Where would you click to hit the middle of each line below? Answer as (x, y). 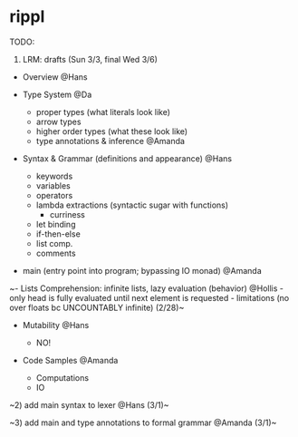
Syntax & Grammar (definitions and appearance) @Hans (127, 158)
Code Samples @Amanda (70, 360)
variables (53, 185)
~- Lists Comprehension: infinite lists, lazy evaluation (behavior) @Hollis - (146, 288)
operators (54, 195)
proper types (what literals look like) (103, 112)
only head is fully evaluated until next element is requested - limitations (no (149, 297)
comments (56, 253)
